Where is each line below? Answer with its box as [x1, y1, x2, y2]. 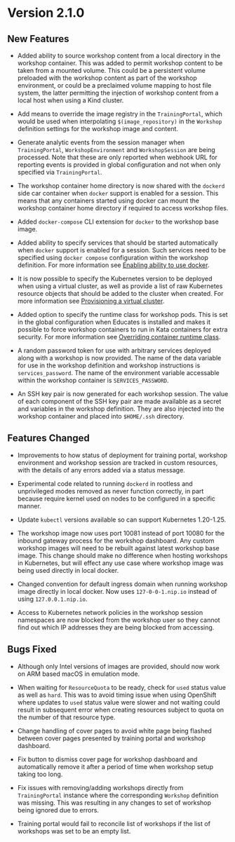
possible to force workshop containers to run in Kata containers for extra [17, 325, 228, 334]
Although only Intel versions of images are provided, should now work [17, 662, 220, 670]
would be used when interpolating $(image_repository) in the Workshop [17, 117, 222, 125]
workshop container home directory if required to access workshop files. [17, 204, 229, 212]
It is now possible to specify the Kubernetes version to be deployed [17, 275, 213, 283]
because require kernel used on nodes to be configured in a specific [17, 494, 216, 503]
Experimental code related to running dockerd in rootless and [17, 479, 193, 488]
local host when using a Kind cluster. [17, 96, 124, 104]
